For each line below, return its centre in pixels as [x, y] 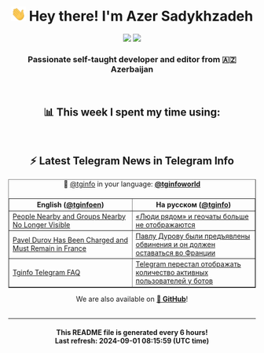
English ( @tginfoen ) [70, 205]
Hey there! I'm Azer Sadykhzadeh [141, 16]
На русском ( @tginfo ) [194, 205]
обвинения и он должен [176, 244]
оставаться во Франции [176, 252]
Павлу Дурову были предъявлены [193, 236]
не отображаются [165, 224]
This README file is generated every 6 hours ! [132, 333]
